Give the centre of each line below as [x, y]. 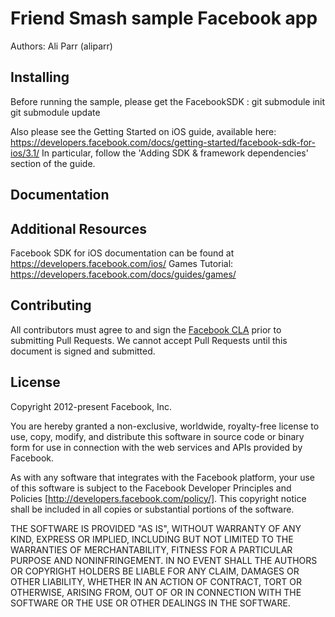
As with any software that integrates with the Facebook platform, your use [163, 477]
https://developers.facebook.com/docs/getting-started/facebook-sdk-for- [163, 142]
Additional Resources [78, 228]
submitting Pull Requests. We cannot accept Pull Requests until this [149, 340]
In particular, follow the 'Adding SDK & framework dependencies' [175, 153]
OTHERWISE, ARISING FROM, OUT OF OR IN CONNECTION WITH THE [156, 592]
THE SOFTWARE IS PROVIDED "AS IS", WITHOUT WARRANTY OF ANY [156, 528]
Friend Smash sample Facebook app [164, 18]
